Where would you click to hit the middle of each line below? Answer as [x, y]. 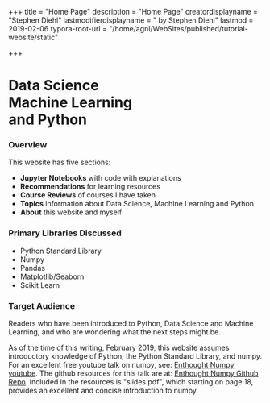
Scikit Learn [40, 285]
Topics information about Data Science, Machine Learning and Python [137, 204]
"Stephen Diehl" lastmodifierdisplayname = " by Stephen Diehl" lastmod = [131, 20]
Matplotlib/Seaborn [52, 276]
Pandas [33, 268]
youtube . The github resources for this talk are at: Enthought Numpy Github [133, 373]
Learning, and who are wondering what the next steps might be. [115, 332]
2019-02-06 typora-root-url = [58, 29]
